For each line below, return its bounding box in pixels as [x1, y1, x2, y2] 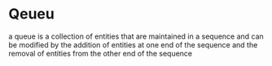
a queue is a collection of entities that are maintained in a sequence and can [8, 31, 265, 41]
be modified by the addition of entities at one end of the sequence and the [8, 39, 258, 49]
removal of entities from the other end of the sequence [8, 48, 193, 58]
